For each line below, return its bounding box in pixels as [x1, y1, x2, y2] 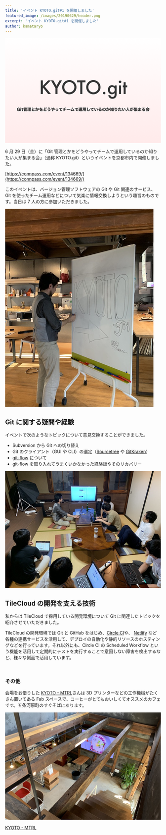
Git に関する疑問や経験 [5, 418, 75, 426]
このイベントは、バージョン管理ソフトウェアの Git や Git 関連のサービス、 [5, 186, 156, 193]
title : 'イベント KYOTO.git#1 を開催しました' [5, 8, 95, 13]
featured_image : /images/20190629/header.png [5, 13, 100, 18]
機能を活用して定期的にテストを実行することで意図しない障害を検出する [9, 648, 157, 654]
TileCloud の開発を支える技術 [5, 599, 95, 607]
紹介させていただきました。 [5, 619, 62, 625]
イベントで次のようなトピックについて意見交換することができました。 [5, 432, 148, 438]
